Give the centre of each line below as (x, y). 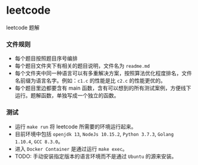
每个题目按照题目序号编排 (46, 58)
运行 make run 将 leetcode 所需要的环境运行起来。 (76, 126)
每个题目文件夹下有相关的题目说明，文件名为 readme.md (82, 66)
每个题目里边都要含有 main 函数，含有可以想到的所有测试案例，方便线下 (103, 88)
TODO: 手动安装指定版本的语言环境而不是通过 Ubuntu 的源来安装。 (96, 156)
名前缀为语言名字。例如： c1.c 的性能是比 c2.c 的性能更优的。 (90, 81)
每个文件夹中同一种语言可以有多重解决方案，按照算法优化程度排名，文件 (103, 73)
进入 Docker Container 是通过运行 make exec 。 (71, 148)
